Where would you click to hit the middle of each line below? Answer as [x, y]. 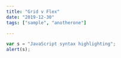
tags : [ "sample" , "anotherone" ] [46, 22]
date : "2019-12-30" [30, 17]
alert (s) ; [18, 50]
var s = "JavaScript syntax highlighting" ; [61, 44]
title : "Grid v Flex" [33, 12]
